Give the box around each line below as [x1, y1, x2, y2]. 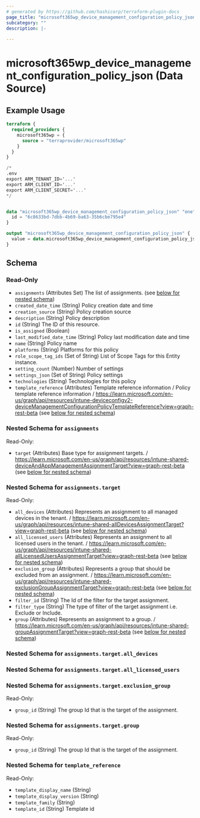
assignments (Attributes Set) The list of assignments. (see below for [14, 289, 180, 296]
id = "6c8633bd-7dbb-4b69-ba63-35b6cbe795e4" [11, 214, 127, 220]
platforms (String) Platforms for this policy [14, 346, 119, 353]
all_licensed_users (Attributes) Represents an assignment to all [14, 534, 172, 541]
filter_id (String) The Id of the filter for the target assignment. [14, 597, 170, 604]
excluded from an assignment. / [14, 572, 93, 579]
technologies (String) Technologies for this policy [14, 378, 136, 385]
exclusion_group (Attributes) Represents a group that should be [14, 565, 171, 572]
